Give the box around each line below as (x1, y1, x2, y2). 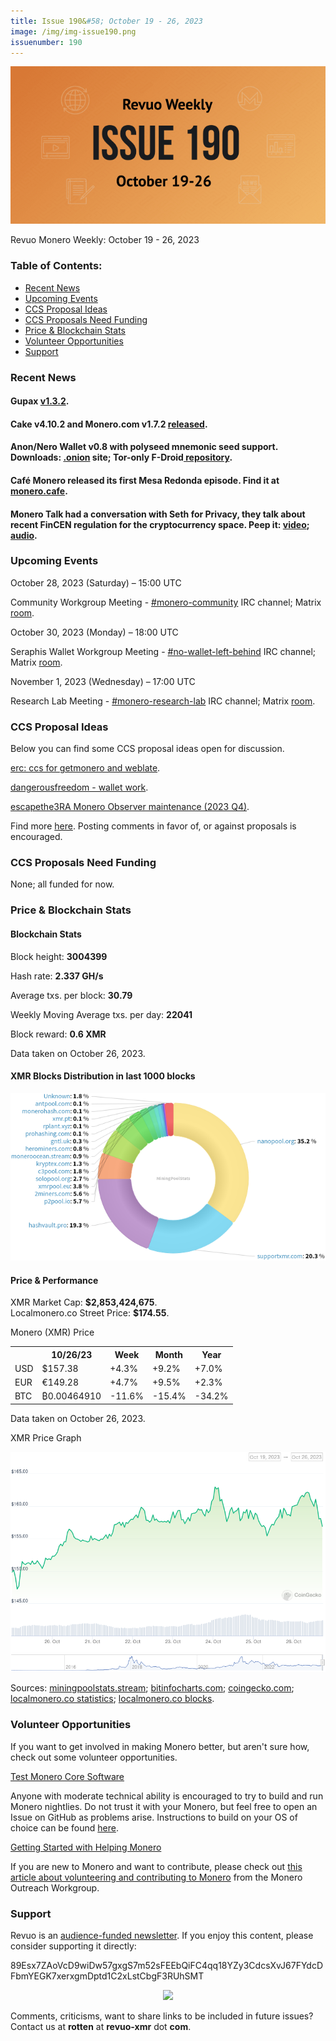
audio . (10, 529, 38, 541)
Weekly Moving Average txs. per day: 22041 (10, 1008, 193, 1020)
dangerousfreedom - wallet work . (10, 781, 149, 794)
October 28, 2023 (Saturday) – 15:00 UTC (10, 576, 182, 589)
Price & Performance (10, 1274, 99, 1286)
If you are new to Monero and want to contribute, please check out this (10, 1860, 303, 1872)
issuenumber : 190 (10, 37, 83, 47)
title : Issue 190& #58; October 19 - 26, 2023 (10, 16, 203, 26)
